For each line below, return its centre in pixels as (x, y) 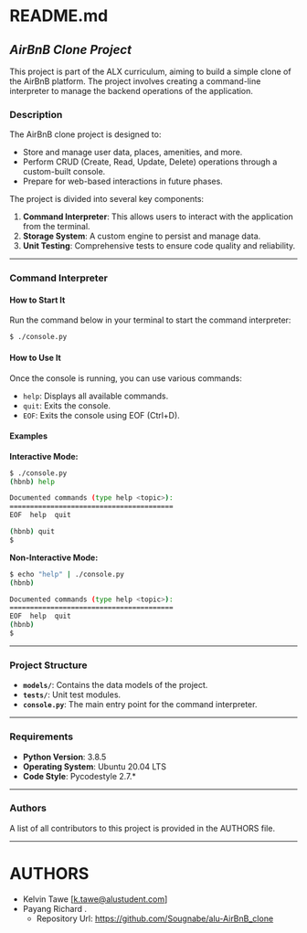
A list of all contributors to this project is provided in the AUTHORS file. (143, 828)
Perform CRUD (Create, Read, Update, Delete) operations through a (150, 162)
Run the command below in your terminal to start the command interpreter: (150, 320)
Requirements (42, 737)
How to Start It (37, 300)
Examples (29, 436)
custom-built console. (64, 172)
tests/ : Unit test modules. (72, 694)
